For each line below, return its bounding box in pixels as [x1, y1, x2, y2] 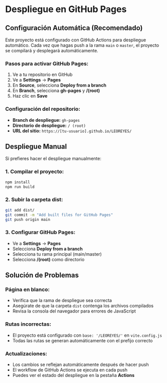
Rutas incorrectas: [5, 321, 52, 328]
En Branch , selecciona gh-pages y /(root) [12, 88, 100, 94]
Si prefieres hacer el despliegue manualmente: [5, 156, 102, 162]
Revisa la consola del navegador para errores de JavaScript [12, 308, 136, 314]
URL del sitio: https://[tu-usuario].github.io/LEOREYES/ [12, 127, 132, 134]
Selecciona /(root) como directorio [12, 256, 85, 262]
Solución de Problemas [5, 271, 79, 280]
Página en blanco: [5, 286, 50, 293]
